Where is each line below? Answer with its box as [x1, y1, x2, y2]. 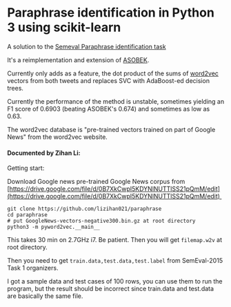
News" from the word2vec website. [7, 133, 108, 141]
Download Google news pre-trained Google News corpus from [7, 178, 185, 186]
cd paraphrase [7, 212, 48, 218]
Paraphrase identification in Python [7, 5, 215, 21]
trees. [7, 84, 24, 92]
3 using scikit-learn [7, 19, 121, 35]
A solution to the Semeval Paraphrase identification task [7, 42, 167, 50]
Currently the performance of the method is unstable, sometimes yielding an [7, 97, 225, 105]
